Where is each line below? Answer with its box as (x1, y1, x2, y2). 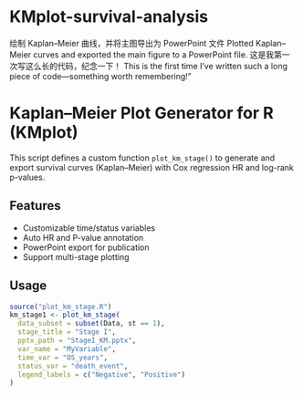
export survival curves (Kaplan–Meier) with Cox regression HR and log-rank (9, 161, 295, 172)
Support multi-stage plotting (22, 251, 130, 262)
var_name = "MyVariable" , (17, 344, 117, 353)
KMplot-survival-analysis (9, 6, 208, 27)
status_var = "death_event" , (17, 361, 129, 370)
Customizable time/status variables (22, 222, 156, 234)
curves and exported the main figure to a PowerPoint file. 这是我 (33, 48, 275, 60)
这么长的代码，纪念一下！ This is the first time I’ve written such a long (25, 60, 288, 71)
